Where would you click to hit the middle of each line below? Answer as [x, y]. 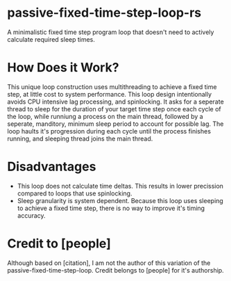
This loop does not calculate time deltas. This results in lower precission [120, 186]
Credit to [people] [59, 243]
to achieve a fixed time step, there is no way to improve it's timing [111, 208]
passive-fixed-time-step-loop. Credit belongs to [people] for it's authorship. [115, 270]
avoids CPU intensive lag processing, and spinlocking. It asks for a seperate [115, 102]
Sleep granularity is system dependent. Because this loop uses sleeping [120, 200]
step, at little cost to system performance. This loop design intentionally [110, 94]
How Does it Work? [63, 68]
